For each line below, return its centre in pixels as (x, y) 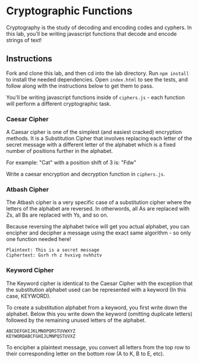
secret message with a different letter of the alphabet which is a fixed (91, 145)
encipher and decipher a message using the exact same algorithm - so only (99, 233)
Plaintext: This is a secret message (53, 250)
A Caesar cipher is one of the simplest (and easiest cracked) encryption (94, 132)
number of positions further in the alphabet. (60, 151)
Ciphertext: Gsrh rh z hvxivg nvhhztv (54, 255)
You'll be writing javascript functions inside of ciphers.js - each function (96, 97)
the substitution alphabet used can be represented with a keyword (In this (96, 289)
